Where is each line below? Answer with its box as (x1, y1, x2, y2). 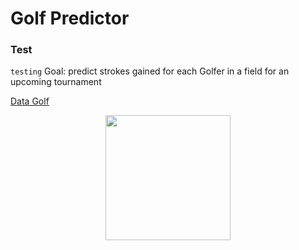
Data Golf (10, 95, 50, 107)
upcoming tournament (10, 76, 102, 88)
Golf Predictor (10, 7, 130, 30)
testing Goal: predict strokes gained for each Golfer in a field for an (10, 65, 290, 77)
